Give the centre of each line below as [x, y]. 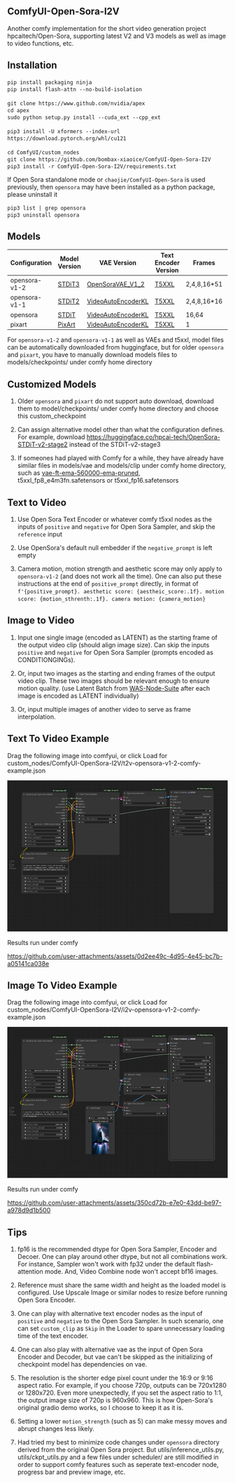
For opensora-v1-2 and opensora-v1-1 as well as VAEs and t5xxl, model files [115, 340]
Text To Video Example [58, 739]
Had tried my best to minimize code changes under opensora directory [119, 1442]
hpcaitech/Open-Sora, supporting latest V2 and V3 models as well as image [116, 36]
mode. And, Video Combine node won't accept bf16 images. [131, 1271]
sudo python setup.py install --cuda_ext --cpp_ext [84, 117]
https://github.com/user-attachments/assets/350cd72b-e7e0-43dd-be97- [114, 1203]
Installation [32, 65]
